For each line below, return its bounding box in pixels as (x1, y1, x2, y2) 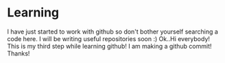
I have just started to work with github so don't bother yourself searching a (7, 27, 218, 36)
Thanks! (7, 49, 30, 58)
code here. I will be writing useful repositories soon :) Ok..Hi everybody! (7, 34, 211, 42)
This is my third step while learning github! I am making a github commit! (7, 42, 212, 50)
